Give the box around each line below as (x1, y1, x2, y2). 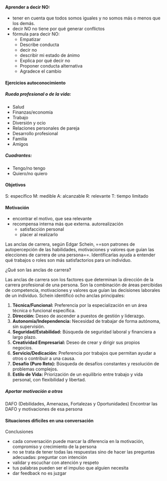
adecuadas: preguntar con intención (12, 454, 87, 460)
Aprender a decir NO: (5, 4, 50, 10)
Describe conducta (19, 42, 59, 48)
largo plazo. (12, 334, 37, 340)
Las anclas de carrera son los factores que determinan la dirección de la (5, 277, 154, 283)
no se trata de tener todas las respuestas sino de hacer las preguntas (12, 449, 155, 455)
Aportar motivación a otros (5, 388, 63, 394)
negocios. (12, 345, 33, 351)
